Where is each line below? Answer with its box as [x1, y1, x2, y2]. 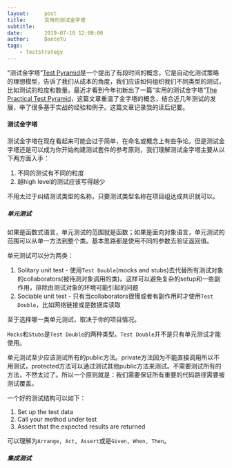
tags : [7, 42, 23, 49]
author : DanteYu [7, 36, 67, 43]
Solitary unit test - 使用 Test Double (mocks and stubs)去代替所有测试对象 [17, 266, 224, 274]
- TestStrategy [19, 49, 64, 56]
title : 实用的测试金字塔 [7, 17, 86, 24]
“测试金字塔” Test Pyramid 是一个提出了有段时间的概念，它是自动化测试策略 [7, 68, 220, 77]
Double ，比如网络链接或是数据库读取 [17, 301, 121, 309]
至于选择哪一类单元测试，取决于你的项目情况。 [7, 315, 140, 324]
